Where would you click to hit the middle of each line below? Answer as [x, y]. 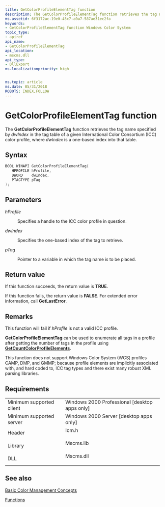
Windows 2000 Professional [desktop [109, 402]
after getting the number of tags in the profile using [57, 343]
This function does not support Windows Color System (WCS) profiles [76, 358]
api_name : [15, 42]
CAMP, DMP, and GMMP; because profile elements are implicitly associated [82, 363]
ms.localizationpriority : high [37, 69]
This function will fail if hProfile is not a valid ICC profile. [62, 328]
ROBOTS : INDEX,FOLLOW [27, 91]
